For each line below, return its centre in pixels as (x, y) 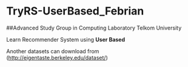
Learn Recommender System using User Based (66, 39)
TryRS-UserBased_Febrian (75, 11)
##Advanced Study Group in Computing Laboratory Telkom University (94, 28)
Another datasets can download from (53, 51)
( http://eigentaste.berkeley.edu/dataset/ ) (57, 57)
